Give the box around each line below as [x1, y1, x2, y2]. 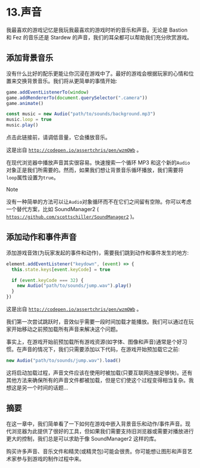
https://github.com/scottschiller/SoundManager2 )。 [6, 213, 138, 220]
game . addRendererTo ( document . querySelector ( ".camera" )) [6, 95, 148, 101]
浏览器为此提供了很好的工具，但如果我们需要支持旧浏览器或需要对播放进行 [11, 427, 194, 435]
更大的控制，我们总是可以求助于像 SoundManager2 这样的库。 [6, 435, 160, 442]
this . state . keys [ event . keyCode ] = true [11, 266, 111, 272]
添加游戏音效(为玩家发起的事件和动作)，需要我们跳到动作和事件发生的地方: [6, 249, 189, 256]
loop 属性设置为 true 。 [6, 174, 60, 181]
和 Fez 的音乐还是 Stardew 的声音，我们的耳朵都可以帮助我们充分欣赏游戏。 [6, 33, 192, 41]
